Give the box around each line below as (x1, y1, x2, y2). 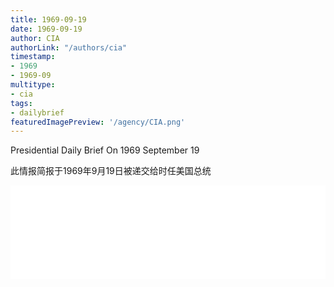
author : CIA (10, 33, 60, 43)
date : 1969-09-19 (10, 24, 83, 34)
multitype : (10, 80, 56, 90)
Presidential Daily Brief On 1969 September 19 (10, 144, 200, 156)
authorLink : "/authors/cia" (10, 42, 128, 53)
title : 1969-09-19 (10, 14, 87, 25)
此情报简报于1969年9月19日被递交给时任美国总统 (10, 165, 212, 177)
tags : (10, 98, 33, 108)
